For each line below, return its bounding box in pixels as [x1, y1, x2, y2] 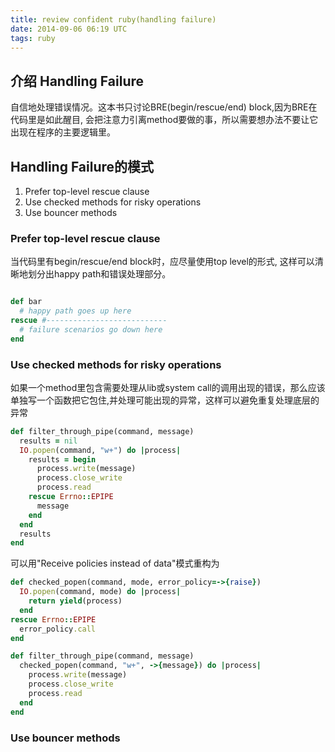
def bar [10, 297, 43, 307]
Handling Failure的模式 [10, 158, 155, 175]
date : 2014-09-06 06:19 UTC [10, 24, 128, 34]
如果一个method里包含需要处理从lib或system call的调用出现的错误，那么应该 [10, 381, 326, 393]
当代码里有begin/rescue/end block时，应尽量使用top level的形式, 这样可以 [10, 256, 315, 268]
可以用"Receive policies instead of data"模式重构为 [10, 557, 220, 570]
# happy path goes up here [19, 306, 132, 316]
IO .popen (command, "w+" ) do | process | [19, 445, 182, 455]
